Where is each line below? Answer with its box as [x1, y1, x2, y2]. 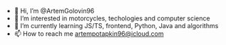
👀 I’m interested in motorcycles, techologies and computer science [14, 14, 210, 22]
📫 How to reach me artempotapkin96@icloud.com [14, 30, 164, 38]
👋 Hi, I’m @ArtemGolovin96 [14, 7, 95, 15]
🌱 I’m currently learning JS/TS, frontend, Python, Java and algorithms [14, 22, 219, 30]
